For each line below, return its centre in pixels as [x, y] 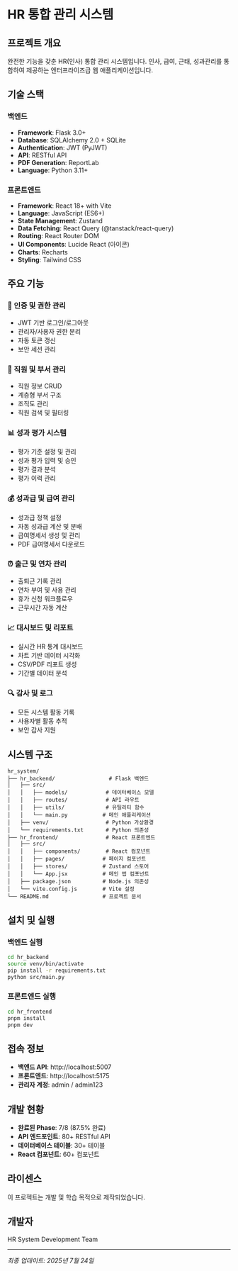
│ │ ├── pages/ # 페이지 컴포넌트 [77, 859]
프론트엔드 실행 [32, 997]
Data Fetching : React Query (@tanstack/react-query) [96, 228]
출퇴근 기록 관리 [39, 581]
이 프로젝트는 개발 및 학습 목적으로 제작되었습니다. [76, 1197]
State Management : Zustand [60, 220]
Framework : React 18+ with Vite [64, 206]
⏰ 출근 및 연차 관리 [37, 564]
